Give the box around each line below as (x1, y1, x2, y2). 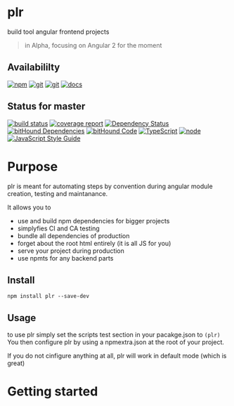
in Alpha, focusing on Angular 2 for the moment (24, 41, 162, 49)
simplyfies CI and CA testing (17, 224, 100, 233)
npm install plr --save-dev (7, 293, 90, 300)
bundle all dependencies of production (17, 231, 130, 240)
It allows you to (7, 203, 51, 211)
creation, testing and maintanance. (7, 189, 108, 197)
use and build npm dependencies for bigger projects (17, 216, 170, 225)
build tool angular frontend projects (7, 27, 110, 36)
